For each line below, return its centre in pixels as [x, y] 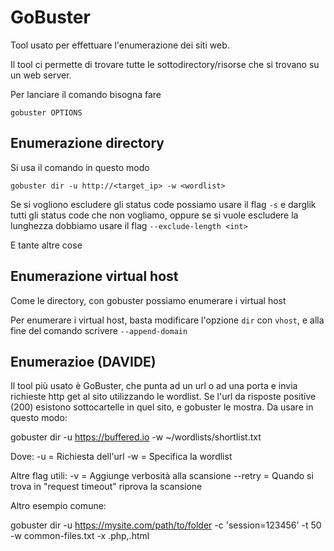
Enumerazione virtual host [94, 276]
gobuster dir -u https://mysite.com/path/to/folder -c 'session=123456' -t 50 [166, 525]
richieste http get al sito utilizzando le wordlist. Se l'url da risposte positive [163, 397]
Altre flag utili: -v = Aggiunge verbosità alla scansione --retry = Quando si [162, 476]
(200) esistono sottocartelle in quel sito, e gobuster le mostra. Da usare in [162, 407]
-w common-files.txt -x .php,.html [80, 536]
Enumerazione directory [87, 143]
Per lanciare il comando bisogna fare [86, 94]
